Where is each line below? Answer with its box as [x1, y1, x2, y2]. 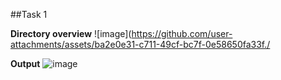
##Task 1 [10, 9, 48, 20]
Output [10, 58, 41, 69]
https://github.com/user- [131, 28, 233, 39]
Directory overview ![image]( [10, 28, 132, 39]
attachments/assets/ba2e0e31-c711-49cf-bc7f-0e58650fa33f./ [10, 39, 271, 50]
